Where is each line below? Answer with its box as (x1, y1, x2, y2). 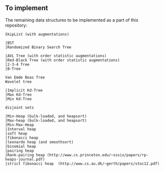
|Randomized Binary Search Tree (5, 44, 71, 50)
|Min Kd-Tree (5, 96, 32, 102)
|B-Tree (5, 66, 21, 71)
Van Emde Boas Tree (5, 75, 45, 80)
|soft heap (5, 131, 28, 136)
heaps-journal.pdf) (5, 157, 45, 162)
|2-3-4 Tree (5, 62, 30, 67)
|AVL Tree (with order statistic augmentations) (5, 53, 107, 58)
